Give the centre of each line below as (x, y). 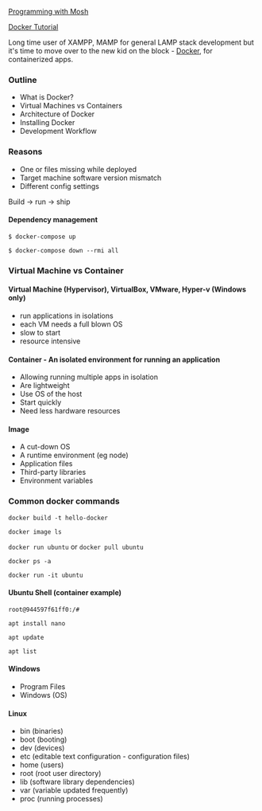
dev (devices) (42, 748)
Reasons (25, 152)
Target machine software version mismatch (91, 178)
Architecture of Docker (57, 114)
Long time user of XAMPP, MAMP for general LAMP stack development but (131, 42)
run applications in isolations (66, 315)
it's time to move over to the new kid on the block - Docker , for (110, 51)
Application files (46, 464)
